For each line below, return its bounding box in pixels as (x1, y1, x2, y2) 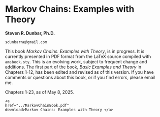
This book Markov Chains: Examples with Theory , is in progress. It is (5, 48, 145, 54)
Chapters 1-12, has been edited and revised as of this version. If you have (5, 69, 154, 75)
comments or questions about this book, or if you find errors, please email (5, 74, 156, 80)
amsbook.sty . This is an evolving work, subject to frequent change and (5, 58, 147, 64)
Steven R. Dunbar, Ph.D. (5, 30, 55, 36)
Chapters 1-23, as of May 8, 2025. (5, 89, 74, 95)
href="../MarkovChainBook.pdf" (5, 103, 69, 108)
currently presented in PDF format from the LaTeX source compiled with (5, 53, 151, 59)
